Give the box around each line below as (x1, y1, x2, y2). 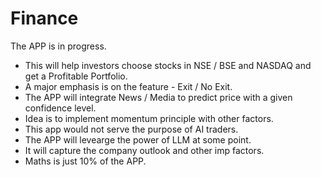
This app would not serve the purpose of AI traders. (24, 123, 239, 135)
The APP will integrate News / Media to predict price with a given (24, 91, 293, 103)
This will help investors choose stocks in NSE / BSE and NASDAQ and (24, 59, 312, 71)
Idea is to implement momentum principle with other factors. (24, 112, 274, 124)
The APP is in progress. (10, 40, 107, 52)
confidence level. (24, 102, 97, 114)
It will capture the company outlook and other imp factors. (24, 144, 265, 156)
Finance (10, 7, 79, 30)
